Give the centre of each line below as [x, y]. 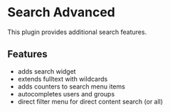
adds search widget [47, 71]
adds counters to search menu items [71, 86]
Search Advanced [62, 12]
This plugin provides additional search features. [77, 32]
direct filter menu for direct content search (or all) [90, 101]
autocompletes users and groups [66, 94]
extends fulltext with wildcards [63, 79]
